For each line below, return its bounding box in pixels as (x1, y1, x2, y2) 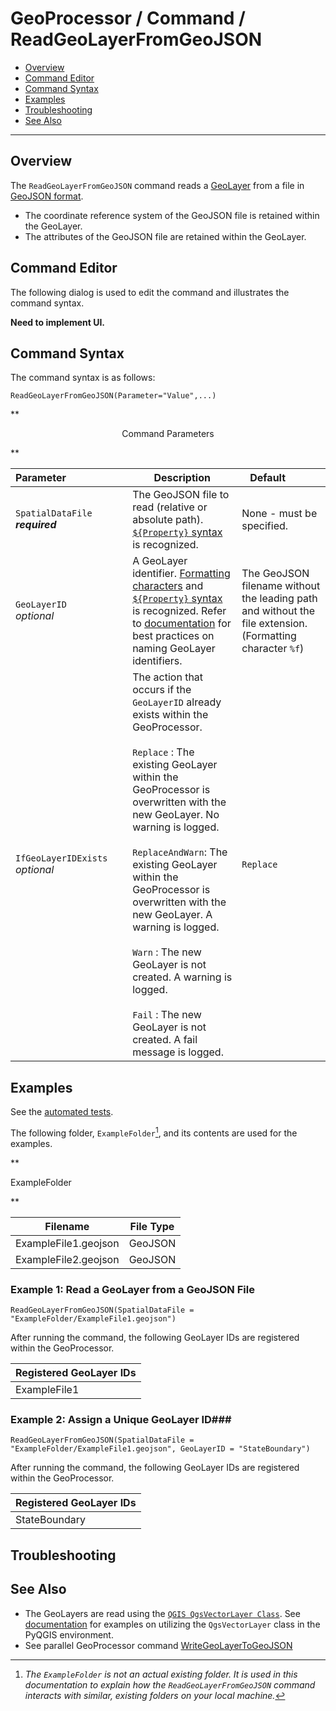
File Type (129, 1219, 175, 1233)
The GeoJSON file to (132, 488, 230, 502)
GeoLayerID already (132, 695, 222, 709)
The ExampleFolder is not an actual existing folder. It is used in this (24, 1668, 298, 1680)
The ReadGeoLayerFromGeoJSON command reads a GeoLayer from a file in (10, 179, 305, 191)
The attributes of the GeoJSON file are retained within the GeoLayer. (24, 230, 307, 242)
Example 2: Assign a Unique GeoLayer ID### (10, 1413, 232, 1427)
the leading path (241, 592, 318, 606)
